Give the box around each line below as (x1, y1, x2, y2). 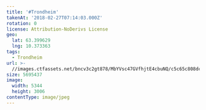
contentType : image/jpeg (6, 94, 70, 100)
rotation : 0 (6, 20, 37, 26)
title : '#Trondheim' (6, 9, 59, 15)
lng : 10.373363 (12, 43, 51, 50)
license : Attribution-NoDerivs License (6, 26, 109, 32)
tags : (6, 49, 20, 55)
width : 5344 (12, 83, 43, 89)
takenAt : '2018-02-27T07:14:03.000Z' (6, 15, 103, 21)
